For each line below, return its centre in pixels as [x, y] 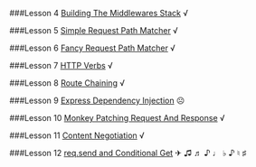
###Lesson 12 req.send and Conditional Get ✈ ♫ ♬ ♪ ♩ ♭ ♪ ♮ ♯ [128, 153]
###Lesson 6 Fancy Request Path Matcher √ [93, 48]
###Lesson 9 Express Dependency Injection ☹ [97, 100]
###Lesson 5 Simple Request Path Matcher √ [94, 30]
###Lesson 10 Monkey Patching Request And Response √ [117, 118]
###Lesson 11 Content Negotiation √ [77, 135]
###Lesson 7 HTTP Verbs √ [61, 65]
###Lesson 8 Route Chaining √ [67, 83]
